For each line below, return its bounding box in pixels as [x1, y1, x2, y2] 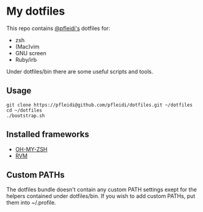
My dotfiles [6, 4, 65, 18]
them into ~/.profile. [6, 199, 56, 206]
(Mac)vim [15, 43, 40, 50]
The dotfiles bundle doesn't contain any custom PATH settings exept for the [6, 186, 197, 194]
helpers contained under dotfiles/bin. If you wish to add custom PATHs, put [6, 192, 196, 200]
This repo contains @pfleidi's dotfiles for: [6, 25, 111, 32]
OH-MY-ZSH [15, 145, 48, 153]
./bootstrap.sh [6, 112, 45, 119]
